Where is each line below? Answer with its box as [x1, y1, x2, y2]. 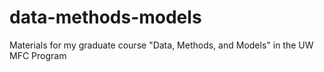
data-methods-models [9, 6, 202, 29]
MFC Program [9, 49, 67, 61]
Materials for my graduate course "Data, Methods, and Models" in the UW [9, 39, 314, 51]
